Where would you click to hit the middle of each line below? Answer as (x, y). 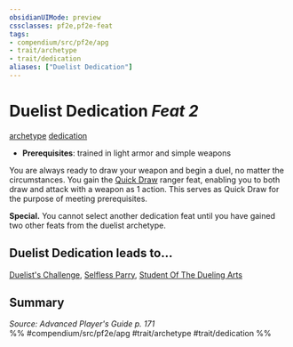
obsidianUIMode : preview (55, 17)
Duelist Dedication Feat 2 (104, 111)
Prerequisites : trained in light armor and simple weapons (127, 153)
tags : (19, 34)
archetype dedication (48, 135)
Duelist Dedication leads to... (91, 253)
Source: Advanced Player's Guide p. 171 (82, 324)
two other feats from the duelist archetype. (87, 225)
